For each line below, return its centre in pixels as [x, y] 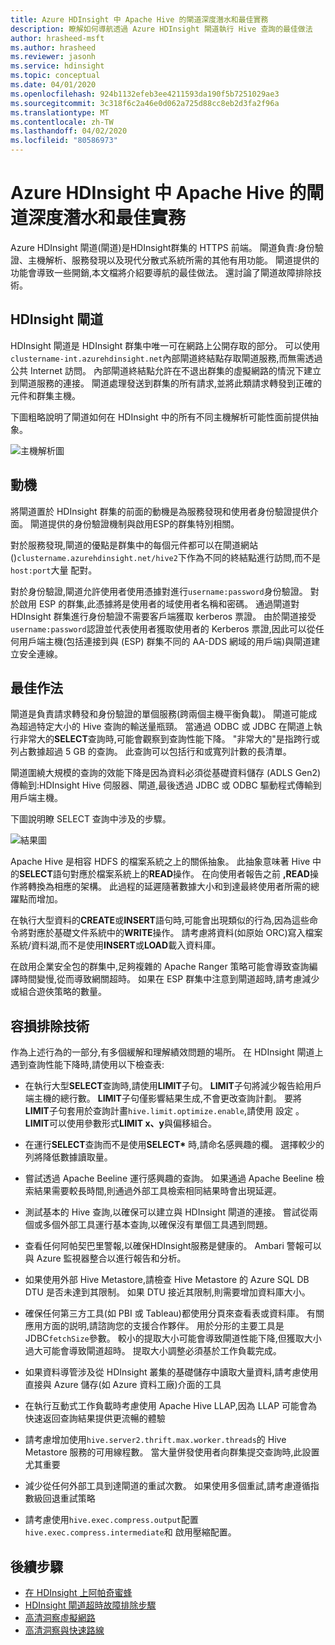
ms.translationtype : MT [60, 112]
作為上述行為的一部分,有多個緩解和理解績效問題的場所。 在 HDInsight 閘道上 [167, 1052]
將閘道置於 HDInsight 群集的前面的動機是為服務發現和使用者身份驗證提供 [160, 511]
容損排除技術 [50, 1026]
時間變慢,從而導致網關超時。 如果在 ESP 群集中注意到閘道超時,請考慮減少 [169, 979]
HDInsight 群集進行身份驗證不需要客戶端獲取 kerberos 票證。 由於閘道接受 [163, 616]
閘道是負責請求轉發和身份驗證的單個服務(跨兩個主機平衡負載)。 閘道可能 [159, 714]
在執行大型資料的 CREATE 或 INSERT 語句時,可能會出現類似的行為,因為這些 [160, 920]
